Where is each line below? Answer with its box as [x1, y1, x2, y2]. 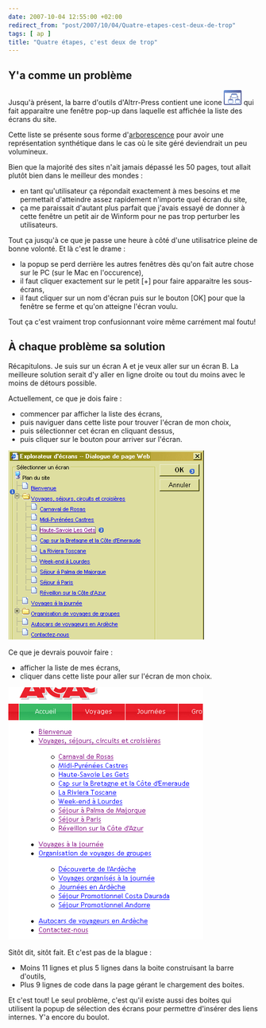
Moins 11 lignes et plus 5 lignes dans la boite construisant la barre [19, 963, 234, 972]
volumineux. [8, 147, 48, 157]
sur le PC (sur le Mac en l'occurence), [19, 268, 145, 278]
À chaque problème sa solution [8, 340, 165, 354]
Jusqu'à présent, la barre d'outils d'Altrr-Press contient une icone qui [8, 98, 254, 107]
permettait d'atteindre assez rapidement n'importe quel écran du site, [19, 195, 248, 205]
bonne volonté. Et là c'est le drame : [8, 244, 125, 254]
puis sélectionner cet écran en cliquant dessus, [19, 426, 175, 436]
